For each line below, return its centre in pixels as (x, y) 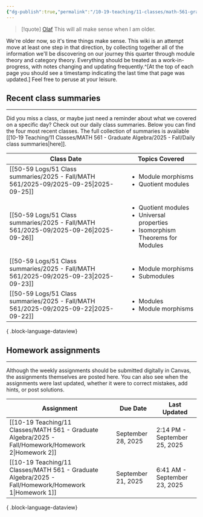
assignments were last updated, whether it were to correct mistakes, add (97, 384)
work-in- (173, 60)
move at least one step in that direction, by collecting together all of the (95, 47)
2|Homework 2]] (33, 452)
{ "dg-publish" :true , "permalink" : (48, 12)
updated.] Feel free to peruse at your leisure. (62, 79)
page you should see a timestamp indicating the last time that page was (96, 72)
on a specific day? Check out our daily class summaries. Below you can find (101, 125)
